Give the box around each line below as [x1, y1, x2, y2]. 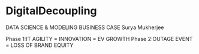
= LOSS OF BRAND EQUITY [5, 42, 74, 49]
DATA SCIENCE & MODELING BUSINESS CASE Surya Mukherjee [5, 24, 164, 31]
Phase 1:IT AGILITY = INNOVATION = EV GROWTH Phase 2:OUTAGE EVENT [5, 35, 193, 42]
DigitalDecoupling [5, 4, 97, 18]
